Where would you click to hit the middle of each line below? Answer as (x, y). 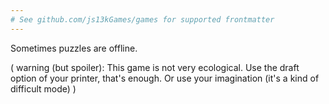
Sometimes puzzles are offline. (74, 48)
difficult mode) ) (43, 88)
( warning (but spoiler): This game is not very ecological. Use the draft (155, 67)
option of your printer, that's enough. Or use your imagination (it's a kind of (165, 78)
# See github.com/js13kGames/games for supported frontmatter (142, 19)
